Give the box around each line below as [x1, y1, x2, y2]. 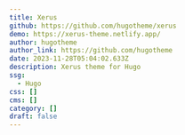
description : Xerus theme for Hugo [9, 63, 141, 72]
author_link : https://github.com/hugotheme [9, 46, 173, 55]
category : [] [9, 104, 58, 113]
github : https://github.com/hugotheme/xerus [9, 21, 177, 30]
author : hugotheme [9, 37, 77, 47]
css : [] [9, 87, 38, 96]
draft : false [9, 112, 58, 121]
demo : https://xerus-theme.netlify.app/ [9, 29, 162, 38]
